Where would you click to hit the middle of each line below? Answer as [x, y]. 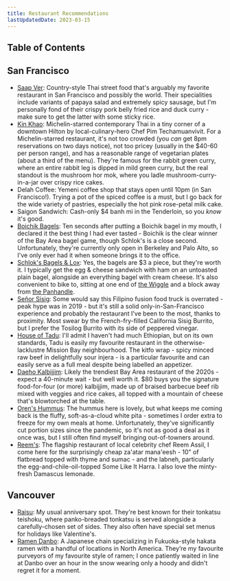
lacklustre [31, 350]
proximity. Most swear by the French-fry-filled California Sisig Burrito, [115, 320]
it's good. [31, 218]
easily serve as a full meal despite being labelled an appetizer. [105, 364]
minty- [208, 466]
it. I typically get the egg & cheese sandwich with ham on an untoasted [117, 270]
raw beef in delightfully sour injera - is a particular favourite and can [113, 357]
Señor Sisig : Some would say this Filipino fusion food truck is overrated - [120, 298]
